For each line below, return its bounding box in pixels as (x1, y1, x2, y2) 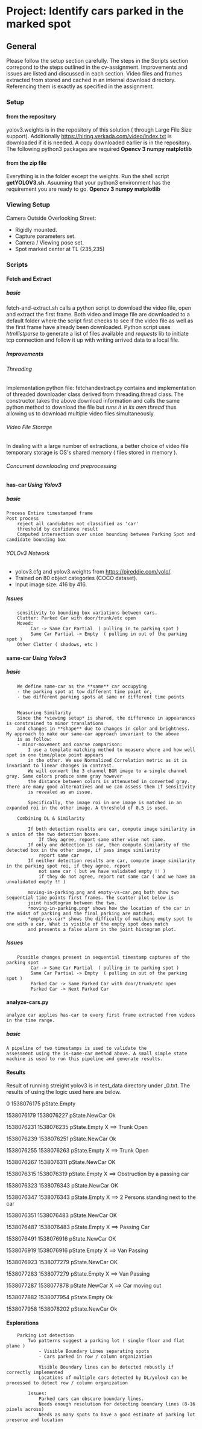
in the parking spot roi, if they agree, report (6, 863, 131, 869)
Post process (6, 516, 39, 522)
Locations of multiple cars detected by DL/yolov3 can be (38, 1375, 188, 1381)
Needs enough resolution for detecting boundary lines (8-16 (38, 1401, 196, 1407)
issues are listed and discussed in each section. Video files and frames (6, 70, 183, 77)
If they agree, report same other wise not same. (38, 836, 166, 843)
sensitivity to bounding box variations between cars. (17, 610, 158, 616)
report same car (38, 852, 80, 858)
